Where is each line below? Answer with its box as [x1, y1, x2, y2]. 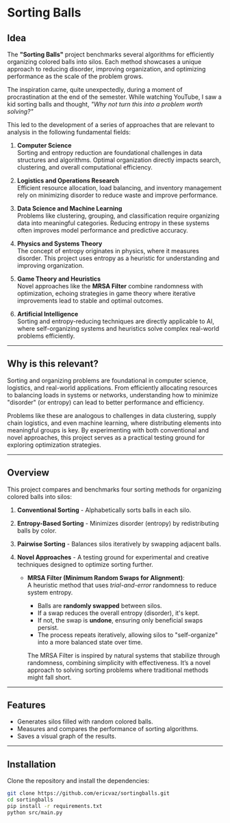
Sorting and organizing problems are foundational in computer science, [7, 376, 208, 384]
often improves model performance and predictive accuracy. [16, 227, 188, 234]
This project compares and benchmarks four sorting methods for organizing [7, 485, 222, 494]
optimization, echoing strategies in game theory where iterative [16, 290, 196, 297]
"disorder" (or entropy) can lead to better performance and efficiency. [7, 398, 205, 406]
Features [7, 699, 46, 711]
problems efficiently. [16, 332, 75, 340]
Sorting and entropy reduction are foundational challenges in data [16, 149, 203, 157]
